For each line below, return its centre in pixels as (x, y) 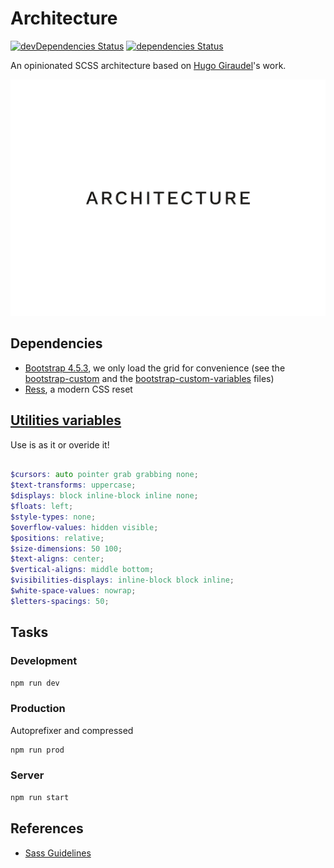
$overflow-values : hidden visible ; (84, 527)
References (47, 828)
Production (38, 709)
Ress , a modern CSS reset (78, 389)
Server (27, 775)
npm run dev (35, 683)
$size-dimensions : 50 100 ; (66, 548)
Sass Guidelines (58, 853)
